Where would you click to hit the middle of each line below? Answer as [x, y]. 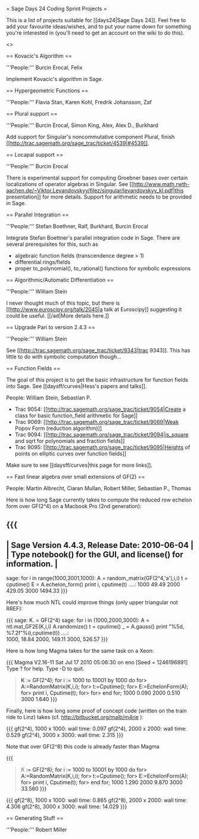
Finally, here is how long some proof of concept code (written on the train [97, 711]
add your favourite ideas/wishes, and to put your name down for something [99, 27]
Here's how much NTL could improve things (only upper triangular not [92, 602]
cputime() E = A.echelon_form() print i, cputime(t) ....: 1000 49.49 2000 [93, 584]
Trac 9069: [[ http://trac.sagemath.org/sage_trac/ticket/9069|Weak [97, 422]
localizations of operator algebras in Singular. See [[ [70, 184]
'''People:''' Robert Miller [37, 830]
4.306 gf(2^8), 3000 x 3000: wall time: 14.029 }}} [67, 807]
